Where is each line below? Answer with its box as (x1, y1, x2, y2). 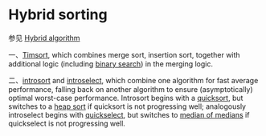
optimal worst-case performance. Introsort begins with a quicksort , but (8, 93, 243, 102)
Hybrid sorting (8, 6, 108, 24)
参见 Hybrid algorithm (8, 33, 80, 42)
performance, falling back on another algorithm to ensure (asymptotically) (8, 84, 253, 94)
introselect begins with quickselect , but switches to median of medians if (8, 110, 250, 119)
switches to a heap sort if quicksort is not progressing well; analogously (8, 102, 247, 111)
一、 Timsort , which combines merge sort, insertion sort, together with (8, 50, 240, 59)
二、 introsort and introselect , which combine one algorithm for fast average (8, 75, 259, 85)
